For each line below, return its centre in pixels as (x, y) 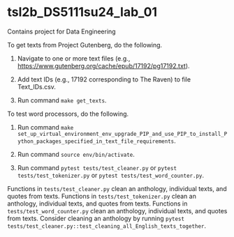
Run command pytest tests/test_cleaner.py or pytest (97, 167)
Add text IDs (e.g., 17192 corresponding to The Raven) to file (104, 79)
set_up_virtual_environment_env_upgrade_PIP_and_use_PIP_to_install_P (122, 134)
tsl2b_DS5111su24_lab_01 (82, 12)
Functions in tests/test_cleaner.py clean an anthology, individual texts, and (117, 188)
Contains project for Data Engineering (62, 31)
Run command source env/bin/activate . (76, 154)
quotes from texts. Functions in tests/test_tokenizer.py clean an (102, 196)
